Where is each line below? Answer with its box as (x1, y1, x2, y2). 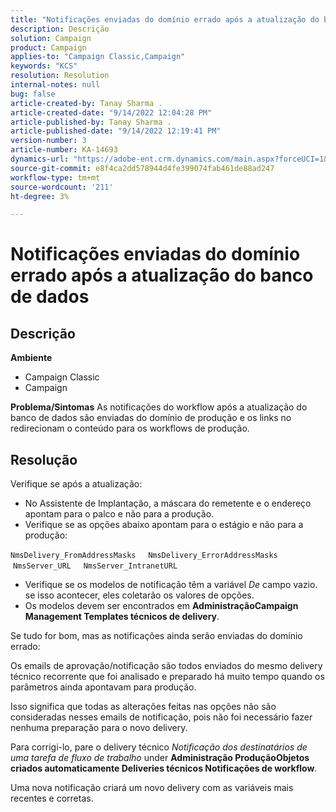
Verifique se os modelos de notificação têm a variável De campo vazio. (24, 579, 318, 591)
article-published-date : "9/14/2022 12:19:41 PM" (10, 126, 222, 136)
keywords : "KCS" (10, 61, 78, 71)
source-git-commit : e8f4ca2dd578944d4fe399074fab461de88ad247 (10, 163, 275, 173)
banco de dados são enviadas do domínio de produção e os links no (10, 412, 292, 424)
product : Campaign (10, 42, 87, 53)
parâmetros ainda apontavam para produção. (10, 681, 197, 693)
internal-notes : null (10, 80, 101, 90)
